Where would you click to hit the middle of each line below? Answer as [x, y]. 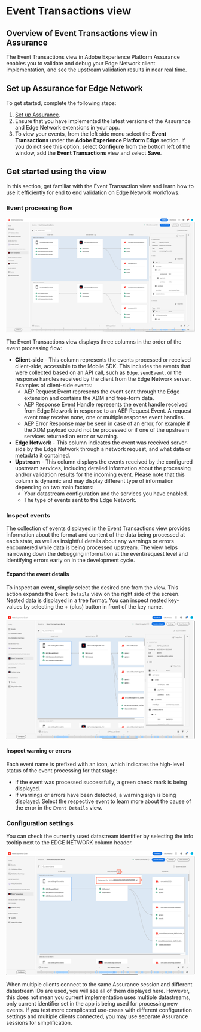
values [14, 606]
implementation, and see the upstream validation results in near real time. [97, 70]
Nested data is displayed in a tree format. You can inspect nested [87, 600]
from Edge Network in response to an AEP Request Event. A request [108, 411]
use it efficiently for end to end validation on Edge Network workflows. [93, 192]
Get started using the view [57, 172]
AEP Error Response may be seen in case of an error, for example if [107, 423]
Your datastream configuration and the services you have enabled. [106, 494]
